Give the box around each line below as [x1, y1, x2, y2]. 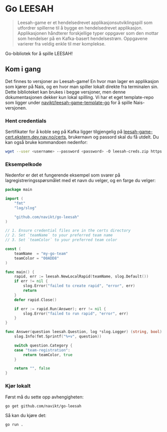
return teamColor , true [23, 352, 72, 357]
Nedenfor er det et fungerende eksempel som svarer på [5, 172, 120, 178]
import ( [5, 196, 23, 201]
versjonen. [5, 104, 27, 110]
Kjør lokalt [5, 382, 31, 389]
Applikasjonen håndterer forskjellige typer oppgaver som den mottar [17, 30, 159, 36]
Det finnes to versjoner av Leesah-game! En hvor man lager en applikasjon [5, 78, 159, 84]
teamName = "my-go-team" [14, 251, 68, 256]
